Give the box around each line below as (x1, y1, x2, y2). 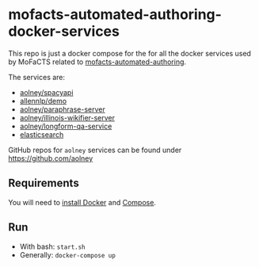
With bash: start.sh (19, 242, 86, 251)
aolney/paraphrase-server (19, 105, 105, 114)
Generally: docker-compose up (19, 250, 116, 259)
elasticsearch (19, 129, 64, 139)
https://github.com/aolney (8, 153, 93, 163)
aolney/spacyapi (19, 87, 74, 97)
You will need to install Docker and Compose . (8, 197, 157, 207)
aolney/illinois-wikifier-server (19, 113, 116, 122)
